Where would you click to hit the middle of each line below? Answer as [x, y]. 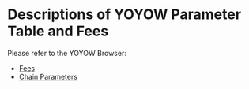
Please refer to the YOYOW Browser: [67, 53]
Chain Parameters [48, 76]
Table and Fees [58, 31]
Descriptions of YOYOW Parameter [124, 15]
